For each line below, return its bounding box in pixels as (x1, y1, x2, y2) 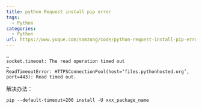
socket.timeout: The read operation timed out (6, 58, 125, 64)
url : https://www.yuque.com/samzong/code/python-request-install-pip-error (6, 37, 200, 43)
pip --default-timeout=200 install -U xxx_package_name (6, 97, 149, 103)
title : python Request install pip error (6, 8, 112, 15)
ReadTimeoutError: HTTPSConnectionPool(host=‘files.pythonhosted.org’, (6, 69, 189, 75)
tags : (6, 14, 20, 20)
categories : (6, 25, 36, 32)
